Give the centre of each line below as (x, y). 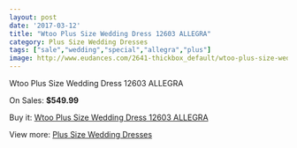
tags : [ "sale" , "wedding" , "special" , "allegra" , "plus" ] (110, 50)
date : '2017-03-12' (45, 26)
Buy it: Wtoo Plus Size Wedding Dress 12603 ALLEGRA (109, 117)
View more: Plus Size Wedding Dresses (81, 134)
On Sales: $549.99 (44, 100)
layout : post (33, 17)
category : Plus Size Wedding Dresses (79, 42)
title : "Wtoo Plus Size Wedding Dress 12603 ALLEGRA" (110, 33)
